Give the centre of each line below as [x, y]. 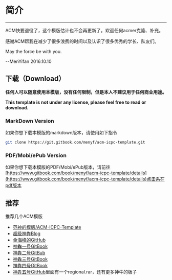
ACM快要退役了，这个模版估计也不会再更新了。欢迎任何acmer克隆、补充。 [84, 30]
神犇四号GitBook [30, 266]
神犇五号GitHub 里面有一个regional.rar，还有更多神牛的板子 [75, 272]
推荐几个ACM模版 [24, 216]
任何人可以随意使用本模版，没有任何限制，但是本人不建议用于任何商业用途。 [86, 92]
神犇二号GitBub [29, 253]
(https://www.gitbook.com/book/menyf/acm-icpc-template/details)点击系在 [85, 179]
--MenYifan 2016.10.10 [29, 61]
